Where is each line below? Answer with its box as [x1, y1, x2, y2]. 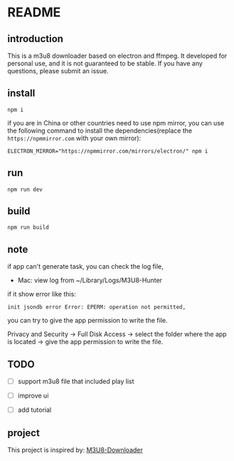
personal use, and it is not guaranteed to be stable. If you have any [7, 59, 203, 68]
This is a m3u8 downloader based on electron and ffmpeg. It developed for [7, 51, 228, 60]
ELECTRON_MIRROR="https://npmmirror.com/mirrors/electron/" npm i [7, 147, 208, 155]
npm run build [7, 224, 50, 232]
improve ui [17, 391, 49, 400]
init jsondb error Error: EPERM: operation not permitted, [7, 304, 186, 311]
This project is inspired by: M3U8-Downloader [7, 446, 144, 455]
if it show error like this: [7, 290, 76, 299]
